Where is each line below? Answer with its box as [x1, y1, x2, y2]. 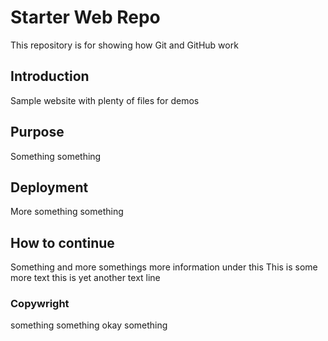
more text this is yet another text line [10, 272, 161, 284]
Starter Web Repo [10, 6, 161, 29]
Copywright [10, 297, 70, 311]
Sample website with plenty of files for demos [10, 94, 200, 106]
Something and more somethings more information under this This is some [10, 261, 318, 273]
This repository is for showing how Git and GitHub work [10, 39, 239, 51]
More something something [10, 206, 124, 218]
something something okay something [10, 319, 168, 331]
